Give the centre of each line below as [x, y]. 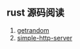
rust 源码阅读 [36, 13]
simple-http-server [44, 38]
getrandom [33, 30]
